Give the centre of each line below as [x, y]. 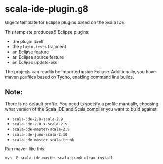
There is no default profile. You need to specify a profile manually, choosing [82, 104]
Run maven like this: [25, 149]
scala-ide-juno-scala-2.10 [40, 134]
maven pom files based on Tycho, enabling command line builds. [69, 77]
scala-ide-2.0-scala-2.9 [38, 119]
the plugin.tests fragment [39, 46]
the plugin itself [28, 41]
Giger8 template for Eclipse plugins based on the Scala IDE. [65, 22]
